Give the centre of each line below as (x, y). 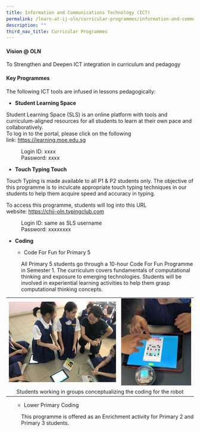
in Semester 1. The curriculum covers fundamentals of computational (106, 270)
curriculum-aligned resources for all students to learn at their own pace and (99, 121)
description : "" (26, 25)
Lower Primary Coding (51, 405)
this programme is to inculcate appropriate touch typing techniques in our (96, 187)
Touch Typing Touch (41, 169)
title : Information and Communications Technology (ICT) (78, 13)
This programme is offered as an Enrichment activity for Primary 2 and (107, 417)
